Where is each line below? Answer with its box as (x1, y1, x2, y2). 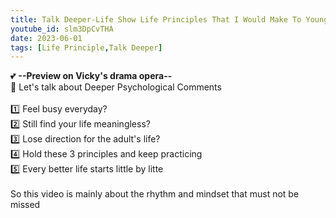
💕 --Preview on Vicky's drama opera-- (10, 70, 173, 82)
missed (10, 199, 41, 211)
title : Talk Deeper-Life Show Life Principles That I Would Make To (10, 14, 302, 25)
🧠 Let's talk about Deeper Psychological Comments (10, 81, 222, 93)
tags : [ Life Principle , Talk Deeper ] (10, 42, 163, 53)
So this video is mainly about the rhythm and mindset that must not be (10, 188, 300, 200)
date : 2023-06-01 (10, 33, 83, 43)
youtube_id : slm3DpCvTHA (10, 24, 114, 34)
